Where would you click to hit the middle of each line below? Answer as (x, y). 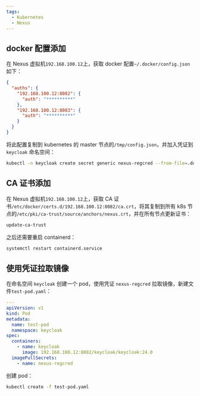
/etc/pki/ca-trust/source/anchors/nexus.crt (73, 214)
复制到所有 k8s (168, 206)
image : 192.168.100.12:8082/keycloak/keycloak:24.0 (87, 353)
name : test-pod (30, 325)
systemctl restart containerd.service (54, 248)
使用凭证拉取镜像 (37, 268)
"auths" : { (25, 88)
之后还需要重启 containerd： (41, 237)
